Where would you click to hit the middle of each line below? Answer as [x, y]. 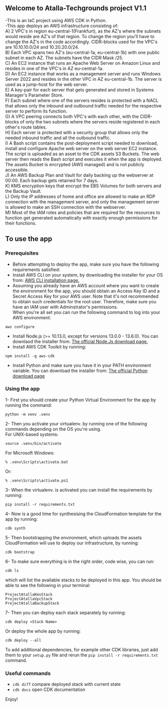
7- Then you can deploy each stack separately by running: [66, 613]
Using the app [23, 389]
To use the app [29, 239]
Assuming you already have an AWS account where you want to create [86, 285]
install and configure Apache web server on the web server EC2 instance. [81, 148]
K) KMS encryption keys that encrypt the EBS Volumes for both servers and [83, 186]
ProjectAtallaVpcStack [29, 599]
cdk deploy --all [23, 640]
